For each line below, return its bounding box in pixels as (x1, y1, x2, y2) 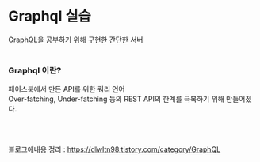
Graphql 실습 (8, 7, 91, 25)
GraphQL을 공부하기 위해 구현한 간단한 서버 (8, 35, 143, 44)
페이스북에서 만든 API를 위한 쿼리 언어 (8, 85, 125, 94)
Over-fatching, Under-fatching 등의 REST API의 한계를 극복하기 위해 (8, 94, 224, 104)
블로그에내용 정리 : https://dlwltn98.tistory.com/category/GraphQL (8, 145, 221, 154)
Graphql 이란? (8, 65, 62, 76)
